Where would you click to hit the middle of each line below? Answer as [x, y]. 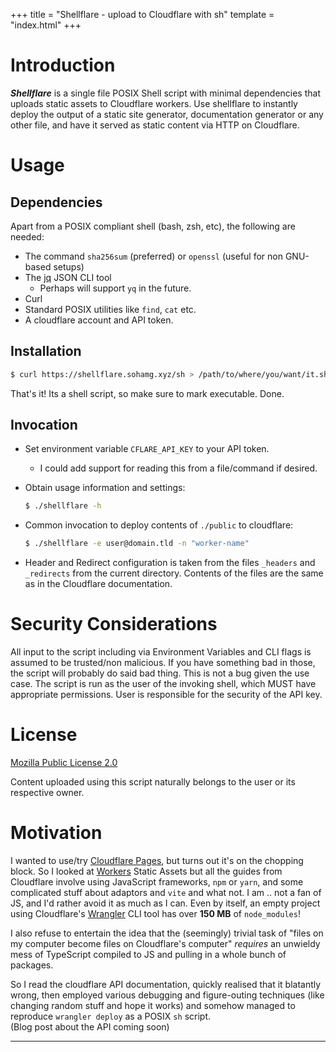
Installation [46, 351]
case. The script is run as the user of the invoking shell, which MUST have [163, 684]
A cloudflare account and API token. [99, 320]
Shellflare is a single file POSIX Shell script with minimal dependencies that [165, 93]
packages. [32, 965]
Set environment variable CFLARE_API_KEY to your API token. [147, 449]
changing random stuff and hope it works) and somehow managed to [153, 1005]
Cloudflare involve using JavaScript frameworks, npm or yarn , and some [157, 882]
